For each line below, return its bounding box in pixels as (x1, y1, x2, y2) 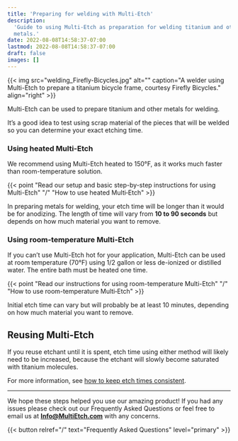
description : (7, 17, 46, 24)
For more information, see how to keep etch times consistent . (7, 377, 186, 385)
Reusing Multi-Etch (7, 328, 94, 340)
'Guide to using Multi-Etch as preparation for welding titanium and (13, 23, 223, 30)
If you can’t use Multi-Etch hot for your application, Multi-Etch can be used (7, 251, 225, 259)
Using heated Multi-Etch (7, 143, 93, 153)
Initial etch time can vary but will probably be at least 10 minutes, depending (7, 301, 229, 309)
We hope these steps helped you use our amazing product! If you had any (7, 397, 223, 406)
